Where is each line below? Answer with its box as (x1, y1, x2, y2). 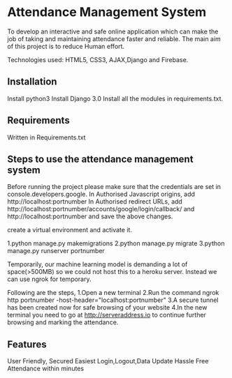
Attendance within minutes (7, 364, 85, 373)
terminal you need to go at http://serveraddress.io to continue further (7, 311, 206, 319)
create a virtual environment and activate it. (7, 226, 133, 234)
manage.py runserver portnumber (7, 247, 105, 255)
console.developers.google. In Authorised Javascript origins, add (7, 190, 196, 199)
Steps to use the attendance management (7, 153, 194, 165)
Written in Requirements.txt (7, 133, 86, 142)
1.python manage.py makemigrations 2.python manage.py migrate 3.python (7, 239, 225, 248)
